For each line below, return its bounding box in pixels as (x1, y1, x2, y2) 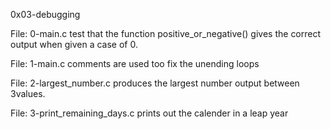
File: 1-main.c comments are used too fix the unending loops (10, 58, 260, 69)
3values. (10, 88, 46, 99)
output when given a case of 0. (10, 39, 138, 50)
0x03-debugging (10, 9, 81, 20)
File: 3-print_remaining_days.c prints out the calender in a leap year (10, 107, 289, 119)
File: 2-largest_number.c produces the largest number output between (10, 77, 300, 89)
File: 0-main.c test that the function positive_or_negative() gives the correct (10, 28, 322, 39)
